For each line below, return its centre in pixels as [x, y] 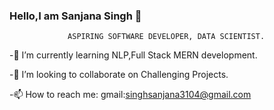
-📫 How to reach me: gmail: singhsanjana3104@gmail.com [130, 95]
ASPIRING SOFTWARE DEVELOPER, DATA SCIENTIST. [166, 37]
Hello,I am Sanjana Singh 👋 [75, 16]
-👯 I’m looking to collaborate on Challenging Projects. [119, 75]
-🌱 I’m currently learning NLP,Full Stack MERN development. [133, 55]
